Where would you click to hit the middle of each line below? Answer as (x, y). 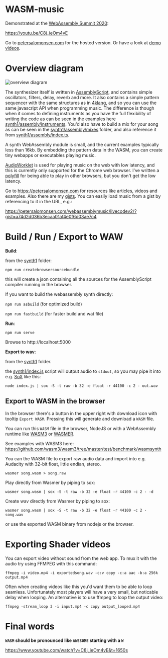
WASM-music (35, 9)
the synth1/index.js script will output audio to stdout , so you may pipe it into (83, 371)
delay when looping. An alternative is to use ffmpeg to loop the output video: (84, 597)
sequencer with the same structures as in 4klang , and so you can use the (81, 103)
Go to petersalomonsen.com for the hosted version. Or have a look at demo (83, 43)
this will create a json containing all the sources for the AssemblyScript (78, 279)
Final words (30, 626)
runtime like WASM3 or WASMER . (40, 434)
